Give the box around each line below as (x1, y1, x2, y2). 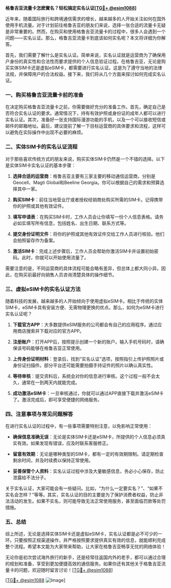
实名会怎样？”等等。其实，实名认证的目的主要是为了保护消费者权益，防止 (5, 492, 159, 498)
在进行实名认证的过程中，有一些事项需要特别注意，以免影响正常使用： (5, 423, 153, 429)
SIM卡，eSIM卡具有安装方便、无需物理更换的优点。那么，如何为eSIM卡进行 (5, 304, 164, 310)
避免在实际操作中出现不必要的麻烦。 (9, 129, 85, 135)
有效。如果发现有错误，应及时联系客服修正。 (17, 440, 111, 447)
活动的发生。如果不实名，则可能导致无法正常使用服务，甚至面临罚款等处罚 (9, 498, 166, 504)
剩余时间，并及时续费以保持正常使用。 (12, 457, 93, 463)
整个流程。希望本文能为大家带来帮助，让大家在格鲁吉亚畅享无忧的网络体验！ (5, 544, 166, 550)
